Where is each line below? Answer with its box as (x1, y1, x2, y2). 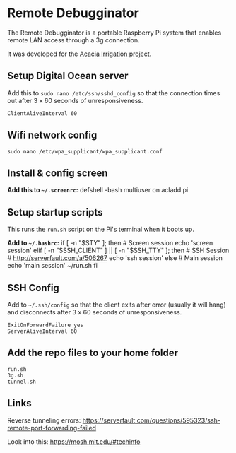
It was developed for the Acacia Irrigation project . (7, 49, 152, 58)
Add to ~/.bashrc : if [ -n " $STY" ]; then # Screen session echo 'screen (7, 239, 213, 247)
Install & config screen (7, 167, 108, 179)
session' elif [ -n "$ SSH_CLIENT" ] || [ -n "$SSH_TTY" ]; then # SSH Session (7, 246, 230, 255)
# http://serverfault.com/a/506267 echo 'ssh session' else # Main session (7, 254, 223, 262)
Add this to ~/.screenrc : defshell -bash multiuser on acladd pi (7, 186, 189, 194)
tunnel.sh (7, 378, 37, 385)
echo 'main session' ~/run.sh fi (7, 261, 98, 270)
